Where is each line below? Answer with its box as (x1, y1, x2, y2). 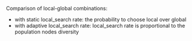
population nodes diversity (14, 28, 79, 35)
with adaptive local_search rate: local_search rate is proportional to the (14, 23, 186, 29)
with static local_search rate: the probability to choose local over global (14, 16, 187, 23)
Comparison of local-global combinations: (6, 5, 108, 12)
